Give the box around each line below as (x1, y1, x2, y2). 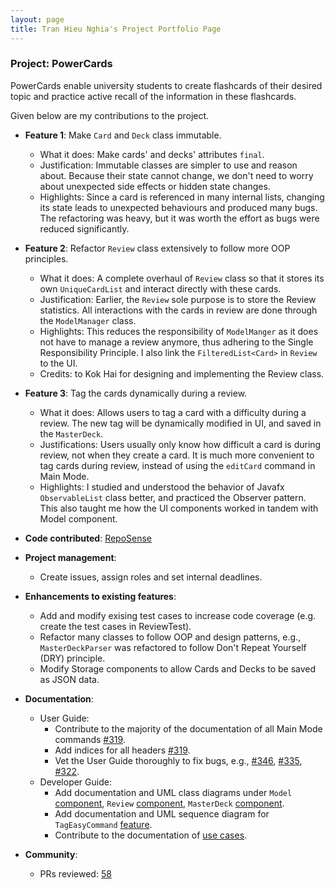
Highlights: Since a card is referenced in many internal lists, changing (39, 191, 325, 203)
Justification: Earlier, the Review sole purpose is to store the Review (39, 293, 317, 305)
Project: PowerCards (10, 57, 113, 71)
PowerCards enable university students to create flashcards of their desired (10, 79, 323, 91)
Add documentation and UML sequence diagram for (54, 807, 270, 820)
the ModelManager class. (39, 314, 137, 326)
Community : (24, 848, 78, 860)
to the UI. (39, 357, 78, 369)
